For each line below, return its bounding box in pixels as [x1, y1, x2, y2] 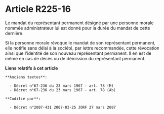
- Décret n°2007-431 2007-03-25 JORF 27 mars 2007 [9, 105, 116, 110]
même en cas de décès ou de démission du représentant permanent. [5, 55, 146, 61]
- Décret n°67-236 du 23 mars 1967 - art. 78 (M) [9, 83, 114, 88]
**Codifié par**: [5, 96, 41, 101]
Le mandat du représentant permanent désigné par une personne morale [5, 20, 154, 26]
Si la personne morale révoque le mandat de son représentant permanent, [5, 39, 156, 45]
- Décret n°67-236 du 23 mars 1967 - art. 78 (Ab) [9, 87, 116, 92]
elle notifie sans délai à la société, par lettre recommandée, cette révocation [5, 45, 160, 51]
